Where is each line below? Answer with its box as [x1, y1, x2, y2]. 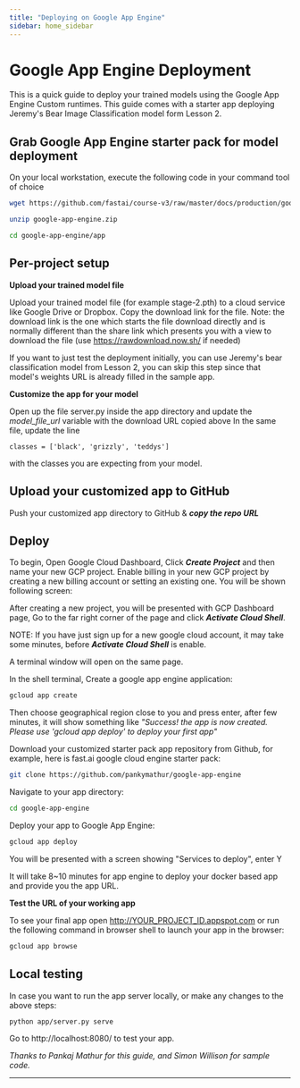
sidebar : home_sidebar [9, 21, 94, 30]
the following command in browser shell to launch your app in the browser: [9, 924, 285, 935]
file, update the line [9, 425, 80, 435]
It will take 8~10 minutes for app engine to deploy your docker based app [9, 871, 279, 881]
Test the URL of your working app [9, 898, 136, 908]
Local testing [9, 966, 83, 982]
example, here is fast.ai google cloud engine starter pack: [9, 753, 221, 764]
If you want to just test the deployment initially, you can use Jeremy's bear [9, 352, 283, 363]
